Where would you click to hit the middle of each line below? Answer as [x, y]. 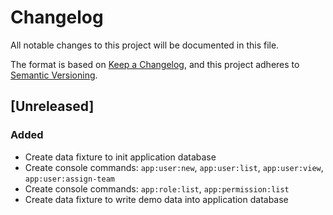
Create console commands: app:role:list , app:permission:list [157, 188]
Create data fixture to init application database [120, 157]
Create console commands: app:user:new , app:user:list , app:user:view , [174, 167]
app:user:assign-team [69, 179]
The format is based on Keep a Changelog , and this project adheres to [155, 64]
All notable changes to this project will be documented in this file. [145, 45]
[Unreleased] [52, 106]
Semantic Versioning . [54, 75]
